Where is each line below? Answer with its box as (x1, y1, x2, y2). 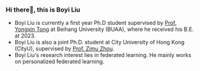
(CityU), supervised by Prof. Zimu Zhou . (14, 45, 115, 52)
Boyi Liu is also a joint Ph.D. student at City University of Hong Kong (14, 39, 185, 46)
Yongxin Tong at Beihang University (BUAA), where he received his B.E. (14, 25, 194, 33)
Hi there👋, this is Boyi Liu (5, 5, 80, 14)
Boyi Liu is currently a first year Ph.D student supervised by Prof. (14, 19, 177, 27)
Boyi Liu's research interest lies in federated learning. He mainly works (14, 52, 191, 59)
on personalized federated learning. (14, 58, 105, 66)
